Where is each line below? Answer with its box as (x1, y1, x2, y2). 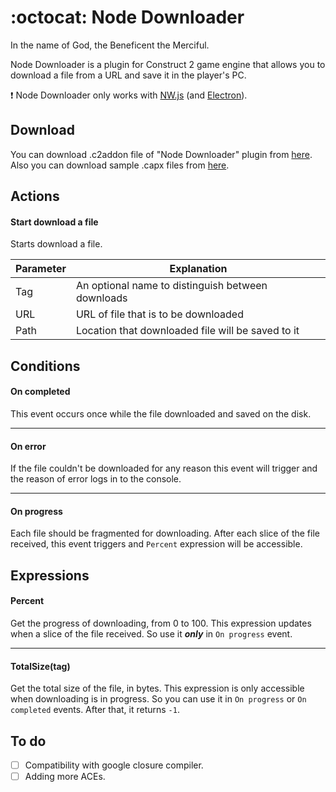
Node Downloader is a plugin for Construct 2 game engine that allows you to (10, 58, 326, 70)
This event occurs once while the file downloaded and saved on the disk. (10, 407, 312, 420)
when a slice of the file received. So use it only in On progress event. (10, 627, 293, 640)
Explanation (169, 262, 228, 276)
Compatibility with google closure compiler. (24, 759, 204, 771)
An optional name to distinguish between (75, 279, 268, 293)
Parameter (15, 262, 67, 276)
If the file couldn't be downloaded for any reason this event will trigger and (10, 462, 318, 475)
